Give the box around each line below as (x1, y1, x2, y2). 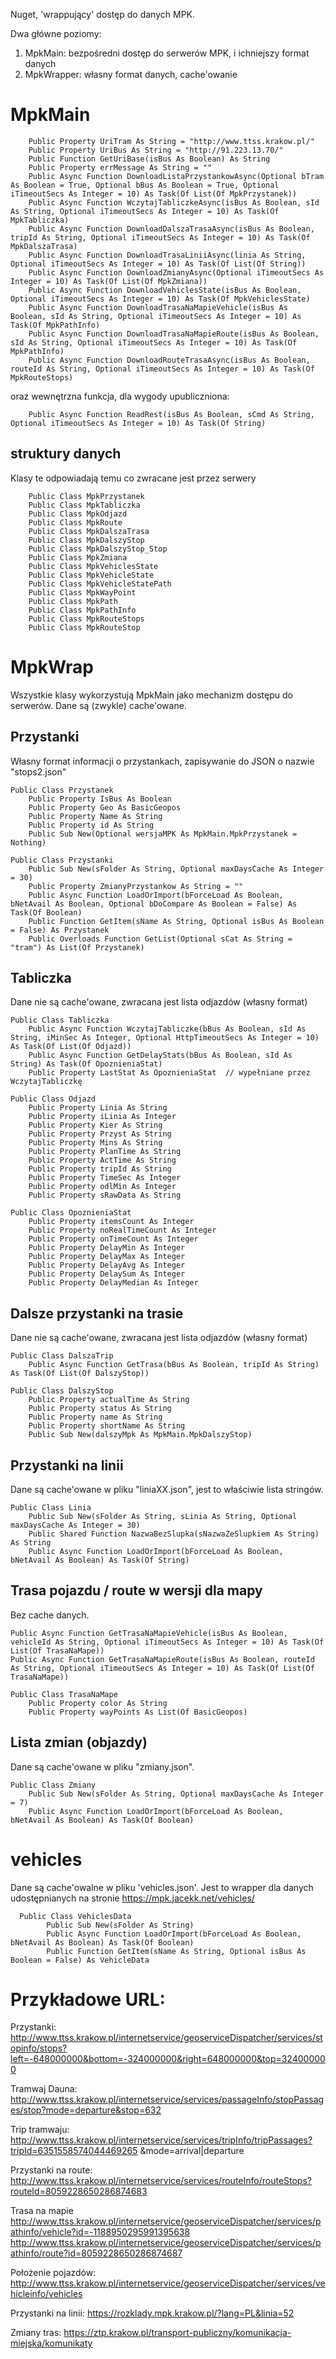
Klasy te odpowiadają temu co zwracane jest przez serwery (10, 472, 257, 484)
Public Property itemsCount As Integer (28, 1217, 195, 1227)
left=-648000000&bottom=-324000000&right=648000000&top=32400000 (10, 2053, 326, 2065)
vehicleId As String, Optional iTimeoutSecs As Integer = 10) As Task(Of (10, 1637, 325, 1647)
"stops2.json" (10, 765, 67, 778)
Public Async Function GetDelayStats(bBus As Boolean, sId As (28, 1050, 293, 1061)
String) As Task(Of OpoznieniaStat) (10, 1059, 163, 1069)
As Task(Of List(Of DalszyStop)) (10, 1369, 150, 1379)
